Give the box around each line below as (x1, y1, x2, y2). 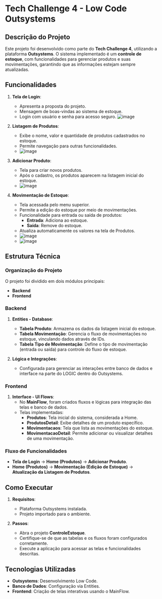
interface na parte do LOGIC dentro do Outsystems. (19, 370, 123, 376)
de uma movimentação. (26, 436, 74, 441)
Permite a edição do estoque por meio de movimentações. (19, 207, 138, 213)
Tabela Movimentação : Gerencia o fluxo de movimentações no (19, 331, 147, 337)
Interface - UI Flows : (12, 394, 55, 400)
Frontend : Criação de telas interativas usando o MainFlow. (12, 588, 130, 595)
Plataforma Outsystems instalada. (19, 506, 87, 512)
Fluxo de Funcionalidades (5, 448, 67, 455)
